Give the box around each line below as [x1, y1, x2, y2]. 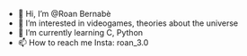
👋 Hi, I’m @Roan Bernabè [17, 9, 111, 19]
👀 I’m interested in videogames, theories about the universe [17, 18, 239, 28]
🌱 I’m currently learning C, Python [17, 28, 144, 37]
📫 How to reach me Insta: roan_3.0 [17, 37, 149, 48]
